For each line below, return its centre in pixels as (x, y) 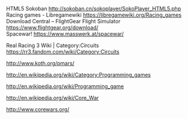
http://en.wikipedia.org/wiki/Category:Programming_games (79, 75)
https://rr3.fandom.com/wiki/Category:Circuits (63, 52)
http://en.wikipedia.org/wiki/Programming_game (65, 86)
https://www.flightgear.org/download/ (52, 27)
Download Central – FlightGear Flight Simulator (63, 21)
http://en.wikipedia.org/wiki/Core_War (52, 98)
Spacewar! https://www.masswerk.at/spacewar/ (65, 34)
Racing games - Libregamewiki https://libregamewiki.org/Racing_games (94, 15)
